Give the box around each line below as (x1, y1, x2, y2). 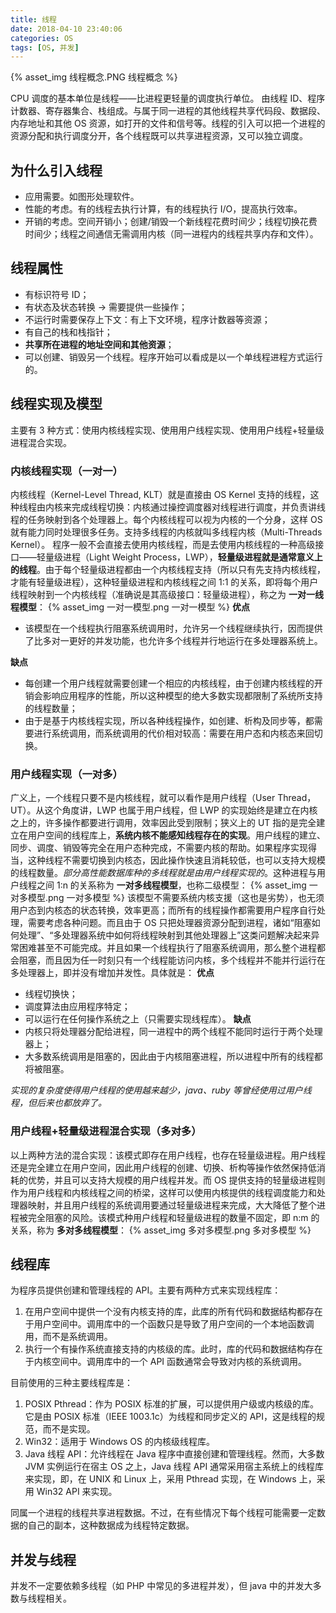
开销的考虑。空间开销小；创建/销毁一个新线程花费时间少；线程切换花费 (24, 216, 318, 228)
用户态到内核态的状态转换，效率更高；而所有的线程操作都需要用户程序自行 (10, 904, 317, 916)
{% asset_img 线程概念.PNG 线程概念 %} (10, 71, 178, 83)
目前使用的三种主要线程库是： (10, 1377, 133, 1389)
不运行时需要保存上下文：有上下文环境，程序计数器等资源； (24, 313, 271, 325)
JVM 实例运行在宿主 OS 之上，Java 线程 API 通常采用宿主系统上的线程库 (24, 1461, 325, 1473)
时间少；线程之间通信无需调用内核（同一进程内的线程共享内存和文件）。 (24, 228, 319, 240)
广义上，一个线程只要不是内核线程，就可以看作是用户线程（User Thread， (10, 792, 317, 804)
